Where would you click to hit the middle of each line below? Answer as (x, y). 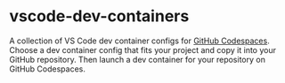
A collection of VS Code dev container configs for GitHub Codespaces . (139, 41)
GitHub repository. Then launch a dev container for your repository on (137, 59)
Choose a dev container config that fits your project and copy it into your (142, 49)
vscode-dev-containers (99, 16)
